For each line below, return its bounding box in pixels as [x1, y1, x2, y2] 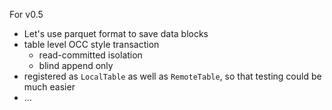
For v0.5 [9, 9, 44, 20]
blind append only [38, 60, 114, 71]
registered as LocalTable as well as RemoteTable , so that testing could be [23, 70, 322, 82]
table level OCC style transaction [23, 39, 160, 50]
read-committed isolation [38, 49, 143, 61]
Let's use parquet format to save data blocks [23, 28, 209, 39]
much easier [23, 81, 76, 93]
